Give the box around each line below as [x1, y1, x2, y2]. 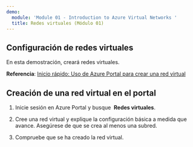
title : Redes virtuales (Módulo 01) [11, 20, 104, 26]
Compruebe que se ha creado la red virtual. [15, 134, 124, 141]
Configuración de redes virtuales [6, 42, 134, 53]
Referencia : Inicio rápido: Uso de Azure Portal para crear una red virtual [6, 70, 186, 77]
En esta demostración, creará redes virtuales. [6, 59, 120, 66]
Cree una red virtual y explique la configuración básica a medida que [15, 116, 188, 123]
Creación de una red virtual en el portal [6, 88, 156, 98]
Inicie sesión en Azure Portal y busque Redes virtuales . [15, 104, 156, 111]
